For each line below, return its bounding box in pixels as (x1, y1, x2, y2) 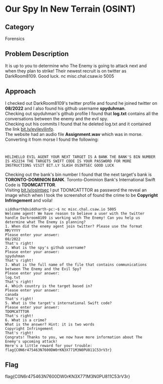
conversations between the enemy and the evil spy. (5, 115, 109, 121)
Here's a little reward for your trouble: (5, 343, 92, 348)
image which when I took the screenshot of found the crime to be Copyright (5, 192, 158, 198)
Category (5, 23, 35, 31)
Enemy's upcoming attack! (5, 339, 57, 344)
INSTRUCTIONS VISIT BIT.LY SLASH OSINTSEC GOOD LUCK (5, 163, 114, 168)
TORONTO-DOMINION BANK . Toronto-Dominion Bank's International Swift (5, 176, 156, 182)
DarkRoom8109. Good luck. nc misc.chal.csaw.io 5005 (5, 73, 114, 79)
